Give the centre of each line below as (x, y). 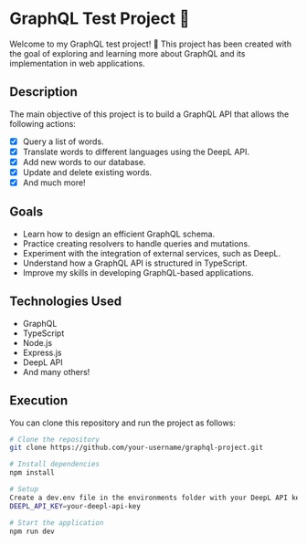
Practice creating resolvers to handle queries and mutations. (136, 243)
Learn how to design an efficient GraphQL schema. (119, 234)
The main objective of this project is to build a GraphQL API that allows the (149, 114)
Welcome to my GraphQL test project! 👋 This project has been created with (151, 44)
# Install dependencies (55, 465)
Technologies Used (65, 302)
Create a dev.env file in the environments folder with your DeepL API (148, 498)
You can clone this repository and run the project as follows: (122, 423)
